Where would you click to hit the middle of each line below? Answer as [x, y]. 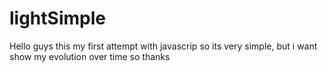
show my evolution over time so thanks [90, 56]
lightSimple [57, 18]
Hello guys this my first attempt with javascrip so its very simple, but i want [163, 46]
